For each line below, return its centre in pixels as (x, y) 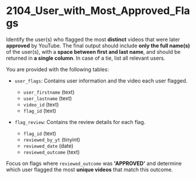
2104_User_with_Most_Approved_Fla (98, 11)
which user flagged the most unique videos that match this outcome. (90, 169)
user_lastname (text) (47, 98)
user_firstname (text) (49, 92)
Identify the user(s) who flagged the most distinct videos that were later (93, 39)
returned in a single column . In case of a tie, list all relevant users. (86, 58)
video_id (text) (41, 104)
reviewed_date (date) (48, 146)
